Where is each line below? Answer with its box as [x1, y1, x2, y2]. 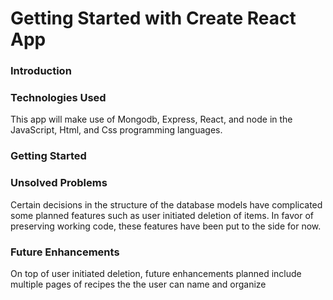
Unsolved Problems [10, 176, 108, 190]
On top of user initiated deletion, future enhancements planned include [10, 267, 302, 279]
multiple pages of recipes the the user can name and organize [10, 278, 267, 290]
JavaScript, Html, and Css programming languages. [10, 124, 223, 136]
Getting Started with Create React [10, 7, 297, 30]
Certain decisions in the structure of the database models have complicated [10, 198, 323, 211]
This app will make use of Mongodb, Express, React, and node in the [10, 113, 293, 126]
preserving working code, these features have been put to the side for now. [10, 220, 322, 232]
